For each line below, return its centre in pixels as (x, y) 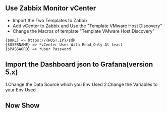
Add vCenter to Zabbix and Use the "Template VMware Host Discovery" (87, 26)
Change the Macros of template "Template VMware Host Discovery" (83, 31)
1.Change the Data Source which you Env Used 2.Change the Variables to (81, 84)
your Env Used (21, 89)
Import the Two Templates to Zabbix (50, 20)
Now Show (22, 106)
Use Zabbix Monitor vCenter (51, 8)
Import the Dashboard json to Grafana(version (79, 65)
